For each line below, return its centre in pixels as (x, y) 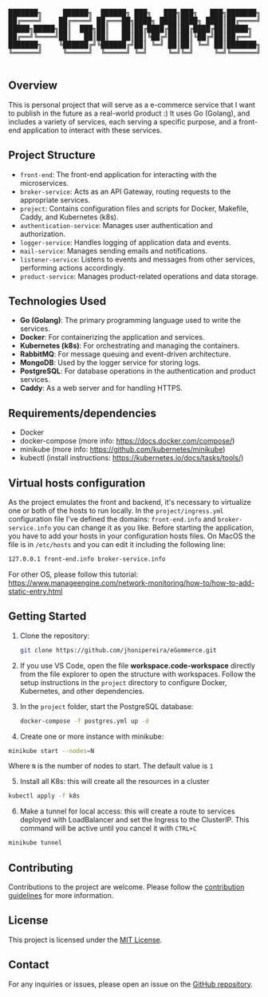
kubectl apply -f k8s (44, 796)
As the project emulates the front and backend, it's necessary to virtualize (130, 502)
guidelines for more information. (61, 895)
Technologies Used (57, 301)
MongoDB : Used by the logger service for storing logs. (110, 363)
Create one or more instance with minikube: (92, 736)
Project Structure (52, 155)
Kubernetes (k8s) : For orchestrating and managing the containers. (130, 346)
